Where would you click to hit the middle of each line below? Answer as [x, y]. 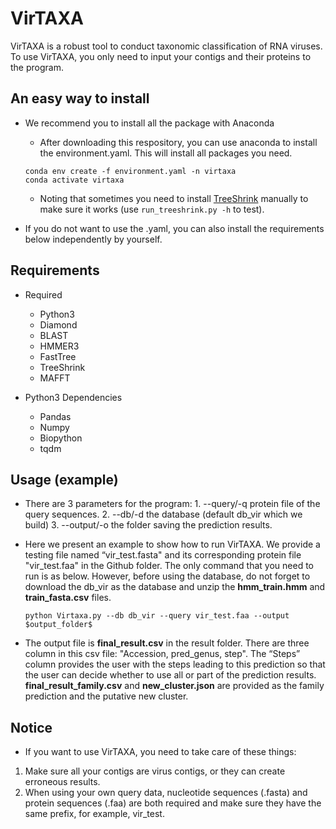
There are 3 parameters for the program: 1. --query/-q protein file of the [172, 504]
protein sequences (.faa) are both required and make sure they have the [173, 803]
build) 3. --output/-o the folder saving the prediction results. [148, 525]
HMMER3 [59, 346]
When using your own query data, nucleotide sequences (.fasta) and [166, 793]
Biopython [61, 438]
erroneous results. [62, 782]
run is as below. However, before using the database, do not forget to [167, 576]
